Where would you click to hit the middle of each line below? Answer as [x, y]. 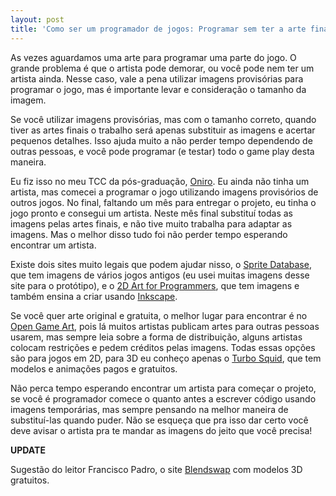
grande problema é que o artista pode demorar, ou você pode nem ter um [162, 68]
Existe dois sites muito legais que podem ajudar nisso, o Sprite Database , [161, 264]
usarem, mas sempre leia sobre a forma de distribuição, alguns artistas [156, 337]
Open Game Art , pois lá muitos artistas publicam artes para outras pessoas [165, 326]
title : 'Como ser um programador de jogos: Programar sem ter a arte [158, 29]
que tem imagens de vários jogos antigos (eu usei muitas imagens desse [160, 275]
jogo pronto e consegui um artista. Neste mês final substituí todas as [151, 213]
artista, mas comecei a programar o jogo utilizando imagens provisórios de [164, 192]
